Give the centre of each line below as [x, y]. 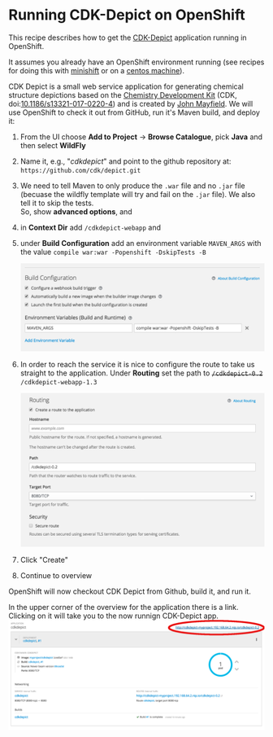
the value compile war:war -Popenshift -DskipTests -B [113, 252]
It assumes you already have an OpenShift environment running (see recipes [136, 62]
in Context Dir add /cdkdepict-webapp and [90, 227]
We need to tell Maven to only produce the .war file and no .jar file [132, 186]
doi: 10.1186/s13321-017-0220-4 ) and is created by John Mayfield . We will [131, 103]
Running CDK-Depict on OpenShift [127, 15]
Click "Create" [44, 559]
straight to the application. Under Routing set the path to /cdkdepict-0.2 [141, 373]
